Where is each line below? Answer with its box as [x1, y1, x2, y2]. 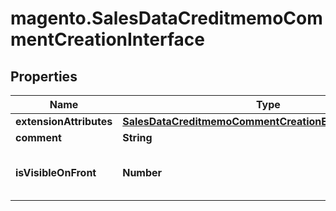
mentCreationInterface [10, 28, 205, 51]
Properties [10, 68, 78, 85]
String [122, 131, 153, 144]
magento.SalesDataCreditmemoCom [10, 7, 323, 30]
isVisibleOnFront [15, 166, 97, 179]
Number [122, 166, 163, 179]
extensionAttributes [15, 115, 113, 128]
